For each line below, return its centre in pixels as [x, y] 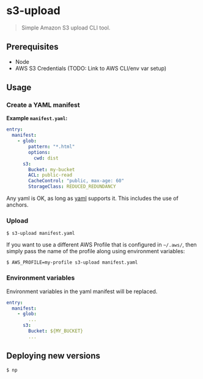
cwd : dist [46, 158]
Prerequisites [32, 47]
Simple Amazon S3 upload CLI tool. [66, 28]
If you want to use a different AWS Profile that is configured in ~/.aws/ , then [102, 245]
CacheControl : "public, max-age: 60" [76, 181]
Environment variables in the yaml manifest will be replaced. [82, 291]
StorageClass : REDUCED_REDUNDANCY [72, 187]
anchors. [17, 205]
